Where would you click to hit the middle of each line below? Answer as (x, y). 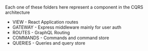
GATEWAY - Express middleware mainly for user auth (67, 27)
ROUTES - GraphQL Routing (41, 32)
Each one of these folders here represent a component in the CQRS (74, 7)
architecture (18, 12)
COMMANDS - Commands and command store (61, 38)
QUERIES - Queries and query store (49, 43)
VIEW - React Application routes (45, 22)
